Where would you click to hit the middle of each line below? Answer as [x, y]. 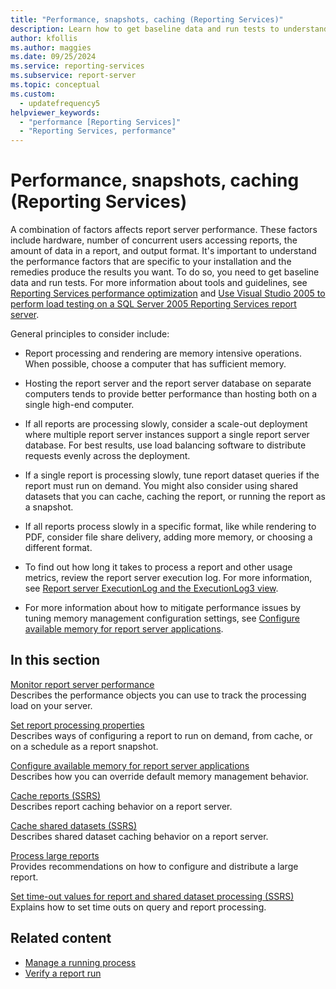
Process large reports [55, 855]
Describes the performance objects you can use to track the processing [158, 695]
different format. [58, 548]
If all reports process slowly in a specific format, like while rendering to [170, 527]
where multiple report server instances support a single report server [167, 435]
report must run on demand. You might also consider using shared [161, 486]
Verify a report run [63, 973]
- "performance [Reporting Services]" [100, 122]
